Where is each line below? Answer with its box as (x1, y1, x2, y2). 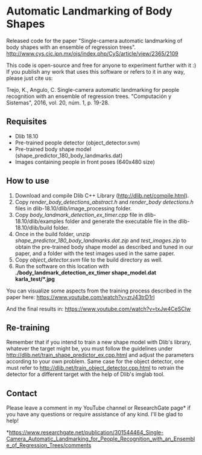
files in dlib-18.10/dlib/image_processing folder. (14, 204, 132, 212)
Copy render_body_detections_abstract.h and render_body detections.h (14, 198, 194, 205)
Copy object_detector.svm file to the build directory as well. (14, 256, 163, 263)
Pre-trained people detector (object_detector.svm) (14, 139, 140, 146)
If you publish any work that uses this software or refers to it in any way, (6, 68, 185, 75)
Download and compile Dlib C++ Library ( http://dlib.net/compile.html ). (14, 192, 189, 199)
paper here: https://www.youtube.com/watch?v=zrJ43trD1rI (6, 293, 155, 300)
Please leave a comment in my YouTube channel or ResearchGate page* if (6, 404, 191, 411)
